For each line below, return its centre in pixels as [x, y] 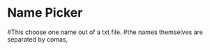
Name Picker [45, 13]
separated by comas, [38, 39]
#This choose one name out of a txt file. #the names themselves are [105, 32]
